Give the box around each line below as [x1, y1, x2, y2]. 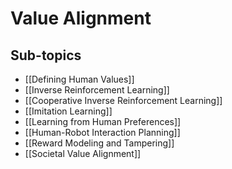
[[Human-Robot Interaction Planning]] [24, 127, 181, 138]
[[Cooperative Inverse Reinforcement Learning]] [24, 95, 223, 106]
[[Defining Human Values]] [24, 73, 135, 85]
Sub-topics [10, 47, 82, 64]
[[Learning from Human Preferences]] [24, 116, 182, 127]
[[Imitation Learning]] [24, 105, 113, 117]
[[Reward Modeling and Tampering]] [24, 137, 175, 149]
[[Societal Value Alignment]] [24, 148, 142, 159]
